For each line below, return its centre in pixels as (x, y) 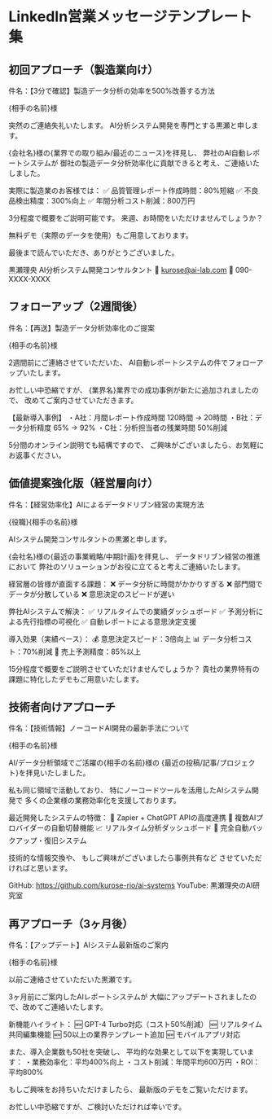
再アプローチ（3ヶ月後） (71, 924)
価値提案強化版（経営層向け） (83, 483)
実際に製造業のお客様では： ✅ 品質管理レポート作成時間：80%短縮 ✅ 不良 (134, 191)
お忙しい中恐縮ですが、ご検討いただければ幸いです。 (97, 1107)
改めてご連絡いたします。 (65, 1007)
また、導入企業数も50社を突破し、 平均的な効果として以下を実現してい (128, 1052)
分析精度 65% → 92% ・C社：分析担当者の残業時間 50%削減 (125, 428)
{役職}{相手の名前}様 (43, 521)
